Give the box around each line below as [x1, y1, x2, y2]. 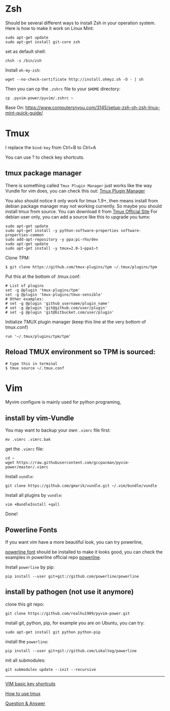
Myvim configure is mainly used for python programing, [5, 399, 121, 405]
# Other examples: [5, 296, 44, 302]
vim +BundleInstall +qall [5, 502, 60, 507]
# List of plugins [5, 283, 44, 288]
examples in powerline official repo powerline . [5, 554, 101, 560]
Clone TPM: [5, 255, 30, 261]
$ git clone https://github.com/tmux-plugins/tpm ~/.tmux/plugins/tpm [5, 264, 157, 269]
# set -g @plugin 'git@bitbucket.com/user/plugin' [5, 310, 114, 315]
